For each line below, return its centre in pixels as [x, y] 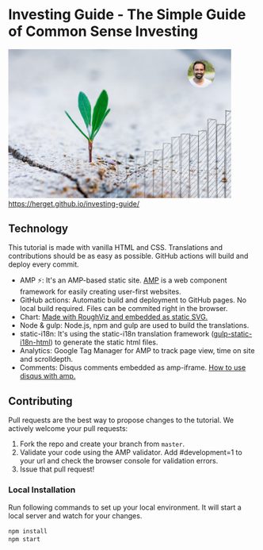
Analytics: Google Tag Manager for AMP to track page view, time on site [137, 351]
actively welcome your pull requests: [68, 429]
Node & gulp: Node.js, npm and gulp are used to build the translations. [134, 325]
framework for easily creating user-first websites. [101, 292]
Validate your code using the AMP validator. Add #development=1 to [131, 452]
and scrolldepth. [46, 360]
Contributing [40, 401]
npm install [28, 531]
